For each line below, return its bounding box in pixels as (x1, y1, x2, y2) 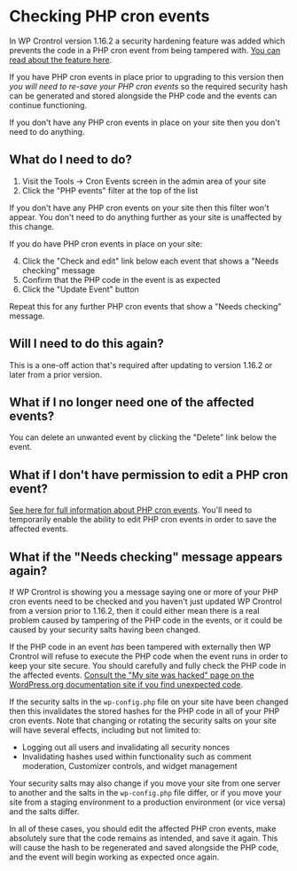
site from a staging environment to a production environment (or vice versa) (9, 796, 286, 807)
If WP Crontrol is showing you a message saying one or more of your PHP (9, 587, 279, 597)
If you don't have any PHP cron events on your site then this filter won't (9, 202, 270, 213)
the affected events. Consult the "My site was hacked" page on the (9, 670, 254, 680)
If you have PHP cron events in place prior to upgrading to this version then (9, 71, 284, 82)
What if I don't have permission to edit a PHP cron (9, 467, 289, 483)
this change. (9, 221, 55, 231)
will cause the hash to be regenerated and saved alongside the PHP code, (9, 843, 279, 852)
